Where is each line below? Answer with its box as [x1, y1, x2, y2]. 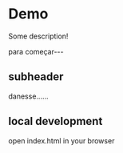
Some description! [8, 31, 69, 41]
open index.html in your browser [8, 135, 115, 145]
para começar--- [8, 46, 64, 56]
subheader [8, 70, 64, 84]
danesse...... [8, 91, 50, 101]
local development [8, 115, 103, 128]
